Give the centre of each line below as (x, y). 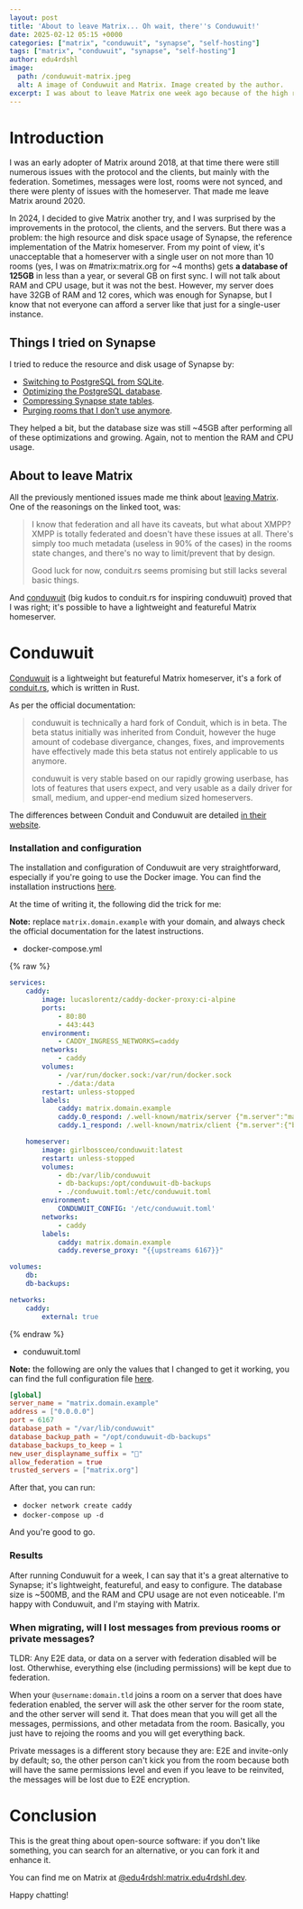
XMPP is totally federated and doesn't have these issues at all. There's (162, 534)
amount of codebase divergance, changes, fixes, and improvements (158, 742)
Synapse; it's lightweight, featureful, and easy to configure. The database (146, 1584)
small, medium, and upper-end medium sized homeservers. (142, 798)
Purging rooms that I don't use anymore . (97, 410)
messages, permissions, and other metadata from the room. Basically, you (147, 1723)
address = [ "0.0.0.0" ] (52, 1412)
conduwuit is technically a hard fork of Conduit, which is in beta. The (159, 723)
